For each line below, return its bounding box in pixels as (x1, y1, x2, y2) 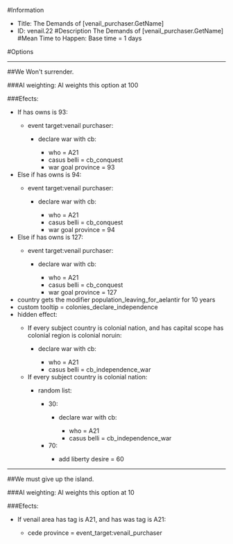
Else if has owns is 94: (17, 170, 82, 179)
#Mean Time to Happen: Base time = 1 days (17, 34, 142, 42)
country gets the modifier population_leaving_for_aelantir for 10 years (17, 295, 216, 304)
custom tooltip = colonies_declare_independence (17, 303, 158, 311)
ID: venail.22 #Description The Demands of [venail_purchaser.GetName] (17, 27, 224, 35)
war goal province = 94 (48, 226, 116, 233)
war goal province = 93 (48, 163, 115, 171)
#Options (7, 48, 34, 56)
